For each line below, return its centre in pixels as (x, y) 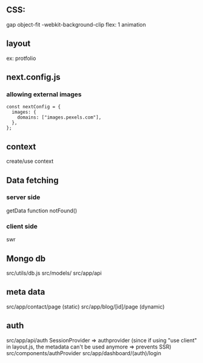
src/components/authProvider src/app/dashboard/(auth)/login (84, 353)
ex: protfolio (21, 58)
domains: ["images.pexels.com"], (59, 117)
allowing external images (44, 94)
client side (22, 226)
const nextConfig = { (34, 107)
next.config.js (33, 77)
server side (23, 197)
